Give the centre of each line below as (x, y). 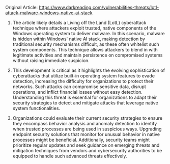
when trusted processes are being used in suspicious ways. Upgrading (87, 129)
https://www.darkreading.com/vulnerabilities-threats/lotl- (99, 7)
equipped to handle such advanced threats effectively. (70, 156)
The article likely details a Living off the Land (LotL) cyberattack (79, 23)
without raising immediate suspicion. (51, 60)
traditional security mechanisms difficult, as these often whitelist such (86, 44)
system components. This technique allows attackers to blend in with (85, 50)
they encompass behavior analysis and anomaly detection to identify (85, 124)
